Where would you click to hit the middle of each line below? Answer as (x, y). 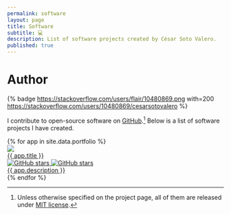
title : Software (30, 26)
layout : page (26, 20)
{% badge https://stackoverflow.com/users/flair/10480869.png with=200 (111, 99)
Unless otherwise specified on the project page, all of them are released (119, 197)
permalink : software (37, 13)
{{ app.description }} (36, 170)
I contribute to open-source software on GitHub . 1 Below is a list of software (113, 120)
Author (27, 80)
